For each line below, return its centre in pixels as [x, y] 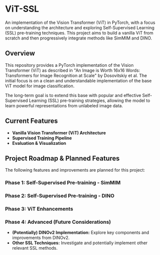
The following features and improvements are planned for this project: [75, 170]
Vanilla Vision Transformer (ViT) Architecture [59, 133]
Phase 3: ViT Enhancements [39, 209]
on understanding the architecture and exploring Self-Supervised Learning [80, 27]
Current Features [32, 121]
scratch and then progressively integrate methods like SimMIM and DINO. [79, 38]
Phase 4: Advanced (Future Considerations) [58, 222]
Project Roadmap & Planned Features [62, 158]
